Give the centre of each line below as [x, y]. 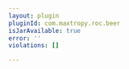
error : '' [25, 38]
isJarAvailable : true [45, 30]
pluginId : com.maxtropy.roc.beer [64, 23]
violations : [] [34, 46]
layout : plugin [34, 16]
